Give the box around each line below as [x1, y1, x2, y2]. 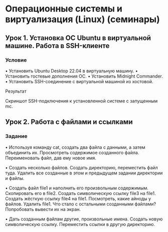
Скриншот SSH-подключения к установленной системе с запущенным [5, 98, 158, 104]
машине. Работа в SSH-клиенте [5, 41, 110, 50]
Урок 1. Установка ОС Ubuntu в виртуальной [5, 34, 151, 42]
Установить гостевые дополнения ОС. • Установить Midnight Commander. [5, 73, 163, 79]
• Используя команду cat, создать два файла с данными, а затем [5, 144, 145, 150]
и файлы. [5, 175, 25, 181]
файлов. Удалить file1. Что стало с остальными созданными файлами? [5, 201, 156, 207]
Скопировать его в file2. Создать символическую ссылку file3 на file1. [5, 190, 156, 196]
